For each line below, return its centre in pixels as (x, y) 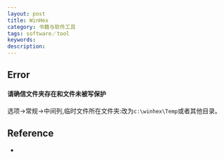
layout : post (26, 14)
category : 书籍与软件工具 (42, 27)
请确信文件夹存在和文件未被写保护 (57, 94)
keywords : (22, 40)
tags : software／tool (38, 33)
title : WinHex (28, 20)
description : (26, 46)
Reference (31, 133)
